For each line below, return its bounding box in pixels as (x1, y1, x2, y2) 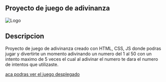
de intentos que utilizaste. (5, 61, 59, 67)
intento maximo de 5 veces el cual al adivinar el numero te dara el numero (5, 56, 158, 62)
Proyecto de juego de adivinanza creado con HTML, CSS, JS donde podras (5, 45, 161, 51)
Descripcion (5, 32, 44, 41)
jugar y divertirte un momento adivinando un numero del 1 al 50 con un (5, 50, 152, 57)
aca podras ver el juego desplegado (5, 71, 80, 77)
